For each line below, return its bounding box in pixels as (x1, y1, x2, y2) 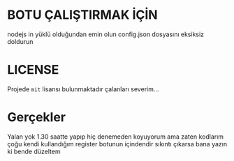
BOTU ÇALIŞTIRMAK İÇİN (7, 7, 159, 23)
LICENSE (7, 62, 59, 78)
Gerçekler (7, 109, 66, 125)
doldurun (7, 37, 34, 45)
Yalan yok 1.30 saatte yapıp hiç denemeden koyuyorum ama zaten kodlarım (7, 132, 224, 141)
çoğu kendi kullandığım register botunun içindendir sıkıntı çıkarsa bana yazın (7, 139, 228, 148)
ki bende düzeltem (7, 147, 61, 155)
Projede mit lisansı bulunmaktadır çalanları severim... (7, 84, 159, 93)
